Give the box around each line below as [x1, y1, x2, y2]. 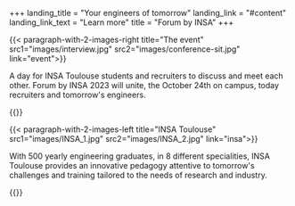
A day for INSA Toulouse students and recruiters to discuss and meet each [9, 70, 283, 81]
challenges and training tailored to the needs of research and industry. [9, 169, 267, 180]
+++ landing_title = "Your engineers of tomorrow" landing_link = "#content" [9, 8, 287, 18]
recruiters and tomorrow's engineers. [9, 89, 146, 100]
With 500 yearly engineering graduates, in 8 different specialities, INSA [9, 151, 270, 161]
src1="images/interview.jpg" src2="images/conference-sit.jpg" [9, 44, 241, 54]
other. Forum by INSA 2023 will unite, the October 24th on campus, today [9, 80, 279, 90]
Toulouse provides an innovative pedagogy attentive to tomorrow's [9, 161, 256, 170]
